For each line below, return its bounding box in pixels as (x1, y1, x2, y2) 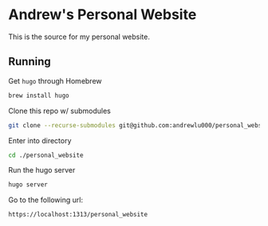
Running (8, 55, 52, 68)
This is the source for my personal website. (8, 32, 150, 41)
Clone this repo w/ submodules (8, 106, 112, 115)
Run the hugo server (8, 166, 76, 175)
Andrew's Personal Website (8, 6, 197, 24)
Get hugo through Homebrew (8, 76, 102, 85)
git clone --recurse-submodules (8, 121, 116, 129)
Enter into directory (8, 135, 72, 145)
